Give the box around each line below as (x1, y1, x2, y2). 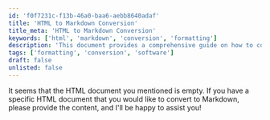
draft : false (8, 57, 52, 65)
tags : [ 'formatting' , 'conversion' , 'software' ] (8, 49, 174, 57)
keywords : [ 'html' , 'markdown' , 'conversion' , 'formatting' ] (8, 34, 218, 42)
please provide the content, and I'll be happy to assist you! (8, 102, 202, 112)
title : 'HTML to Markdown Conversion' (8, 19, 138, 27)
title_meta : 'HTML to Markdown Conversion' (8, 26, 157, 34)
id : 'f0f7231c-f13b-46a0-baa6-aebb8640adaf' (8, 11, 160, 20)
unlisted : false (8, 64, 63, 72)
